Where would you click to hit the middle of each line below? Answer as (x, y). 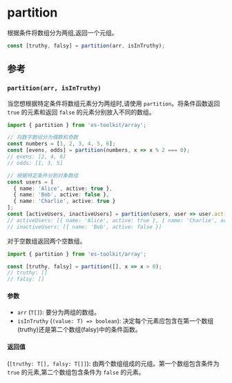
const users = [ (30, 182)
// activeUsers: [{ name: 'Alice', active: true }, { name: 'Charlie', (112, 220)
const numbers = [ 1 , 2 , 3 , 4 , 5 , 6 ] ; (61, 144)
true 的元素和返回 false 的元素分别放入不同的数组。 (81, 112)
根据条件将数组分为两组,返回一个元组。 (63, 32)
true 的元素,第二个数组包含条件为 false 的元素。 (76, 372)
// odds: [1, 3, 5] (35, 163)
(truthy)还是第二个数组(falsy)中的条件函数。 (79, 330)
